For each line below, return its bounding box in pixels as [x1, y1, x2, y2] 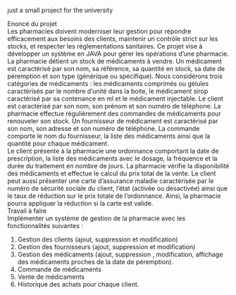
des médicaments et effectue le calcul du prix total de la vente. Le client [7, 169, 216, 177]
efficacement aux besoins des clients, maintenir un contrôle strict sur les [7, 34, 218, 43]
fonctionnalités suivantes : [7, 222, 83, 230]
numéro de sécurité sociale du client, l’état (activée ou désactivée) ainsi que [7, 184, 228, 192]
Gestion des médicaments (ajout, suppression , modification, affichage [17, 250, 223, 258]
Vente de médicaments [17, 272, 85, 281]
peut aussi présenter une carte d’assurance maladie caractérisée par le [7, 177, 214, 185]
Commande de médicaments [17, 265, 102, 273]
